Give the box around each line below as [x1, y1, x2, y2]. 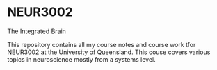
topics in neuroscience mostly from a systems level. [7, 55, 156, 63]
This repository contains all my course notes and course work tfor [7, 40, 196, 49]
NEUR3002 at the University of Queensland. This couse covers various [7, 48, 211, 56]
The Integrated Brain [7, 27, 66, 35]
